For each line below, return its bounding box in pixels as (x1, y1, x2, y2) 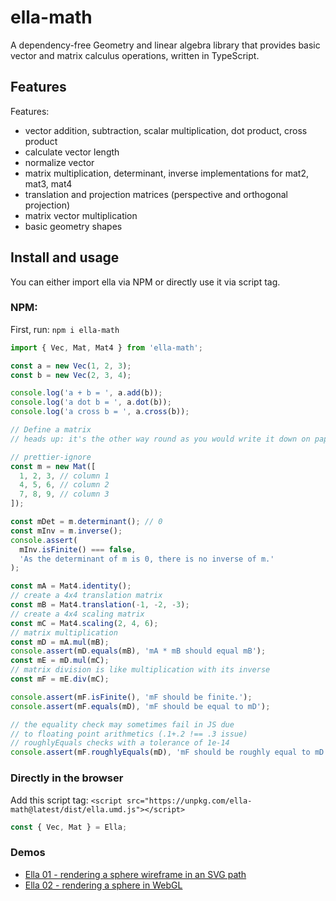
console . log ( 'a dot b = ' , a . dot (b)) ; (10, 397, 172, 408)
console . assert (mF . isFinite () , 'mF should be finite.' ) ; (10, 692, 253, 702)
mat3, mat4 (24, 177, 73, 190)
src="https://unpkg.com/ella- (126, 796, 253, 806)
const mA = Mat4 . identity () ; (10, 581, 132, 591)
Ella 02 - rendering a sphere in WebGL (24, 879, 183, 891)
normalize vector (24, 156, 95, 168)
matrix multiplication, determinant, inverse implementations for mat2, (24, 167, 309, 179)
